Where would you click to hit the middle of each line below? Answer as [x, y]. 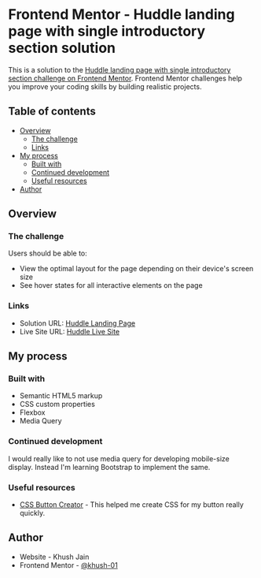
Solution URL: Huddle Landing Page [77, 323]
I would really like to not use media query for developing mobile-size [119, 458]
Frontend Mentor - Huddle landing [121, 15]
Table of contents [52, 112]
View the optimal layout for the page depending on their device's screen [136, 269]
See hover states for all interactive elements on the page [111, 285]
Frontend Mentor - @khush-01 [68, 565]
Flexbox [32, 412]
